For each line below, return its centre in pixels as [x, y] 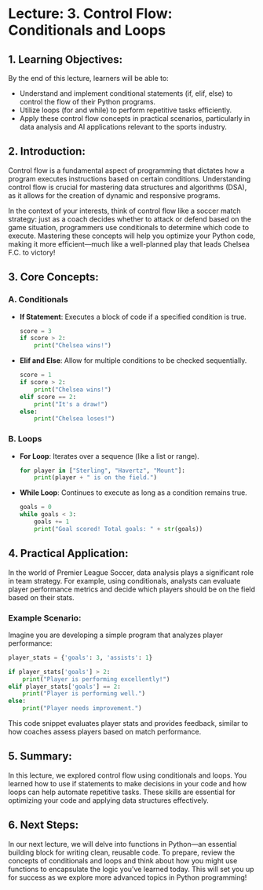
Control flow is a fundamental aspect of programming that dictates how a [126, 170]
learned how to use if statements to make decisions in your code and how [128, 783]
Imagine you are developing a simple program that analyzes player [116, 635]
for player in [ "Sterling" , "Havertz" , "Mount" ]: [102, 471]
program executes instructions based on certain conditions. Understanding [130, 178]
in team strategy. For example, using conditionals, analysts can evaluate [124, 581]
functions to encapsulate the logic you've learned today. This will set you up [131, 869]
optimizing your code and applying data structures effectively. [109, 800]
